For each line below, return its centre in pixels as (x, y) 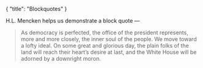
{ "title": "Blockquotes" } (36, 9)
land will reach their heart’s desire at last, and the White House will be (109, 52)
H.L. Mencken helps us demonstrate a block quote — (73, 21)
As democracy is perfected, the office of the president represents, (104, 32)
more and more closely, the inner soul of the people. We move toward (109, 39)
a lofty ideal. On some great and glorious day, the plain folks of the (105, 46)
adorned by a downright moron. (61, 59)
